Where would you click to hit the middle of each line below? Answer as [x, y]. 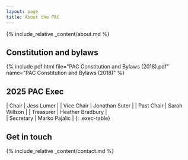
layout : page [22, 12]
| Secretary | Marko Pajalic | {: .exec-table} [58, 118]
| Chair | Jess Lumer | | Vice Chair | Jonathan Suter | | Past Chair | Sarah [94, 106]
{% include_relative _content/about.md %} [58, 34]
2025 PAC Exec [35, 91]
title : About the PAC [33, 17]
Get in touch [29, 137]
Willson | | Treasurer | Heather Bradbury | [57, 112]
